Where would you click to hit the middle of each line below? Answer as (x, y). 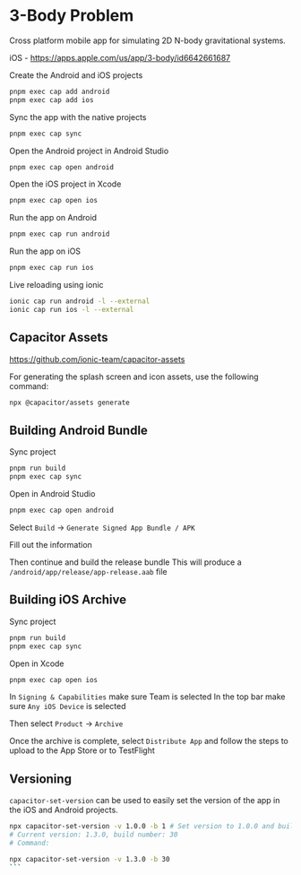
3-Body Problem (72, 16)
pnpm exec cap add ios (52, 100)
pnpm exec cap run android (60, 234)
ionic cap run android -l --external (80, 301)
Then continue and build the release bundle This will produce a (125, 562)
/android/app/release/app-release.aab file (88, 571)
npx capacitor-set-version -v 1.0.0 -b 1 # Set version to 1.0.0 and (142, 827)
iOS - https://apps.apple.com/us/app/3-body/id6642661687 (120, 57)
